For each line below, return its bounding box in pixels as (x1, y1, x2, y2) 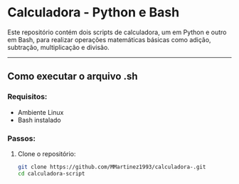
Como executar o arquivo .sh (7, 71, 138, 83)
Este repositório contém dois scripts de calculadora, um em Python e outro (7, 28, 227, 36)
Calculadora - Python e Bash (7, 4, 180, 21)
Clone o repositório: (17, 149, 76, 158)
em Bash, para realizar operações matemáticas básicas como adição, (7, 35, 211, 44)
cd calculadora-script (17, 170, 85, 177)
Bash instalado (17, 116, 62, 124)
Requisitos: (7, 92, 48, 102)
